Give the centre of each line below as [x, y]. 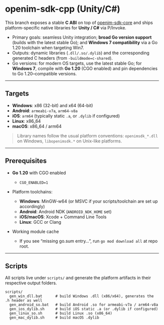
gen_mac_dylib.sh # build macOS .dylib [54, 318]
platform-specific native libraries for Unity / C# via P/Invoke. [66, 27]
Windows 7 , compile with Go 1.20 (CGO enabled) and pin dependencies [85, 68]
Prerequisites [26, 161]
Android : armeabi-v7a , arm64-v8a [45, 111]
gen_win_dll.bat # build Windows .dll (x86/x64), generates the [82, 296]
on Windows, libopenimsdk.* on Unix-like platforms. [69, 141]
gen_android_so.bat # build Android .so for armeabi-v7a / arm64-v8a [84, 305]
